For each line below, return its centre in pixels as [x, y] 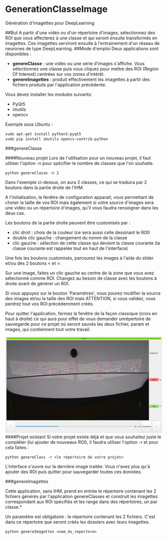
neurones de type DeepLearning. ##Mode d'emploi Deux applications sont [82, 48]
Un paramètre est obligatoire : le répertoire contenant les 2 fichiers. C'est [80, 517]
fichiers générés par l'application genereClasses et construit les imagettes [82, 496]
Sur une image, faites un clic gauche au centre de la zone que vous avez [80, 273]
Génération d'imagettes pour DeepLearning [50, 23]
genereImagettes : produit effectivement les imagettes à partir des [81, 79]
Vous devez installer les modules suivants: [49, 94]
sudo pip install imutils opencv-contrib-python [57, 139]
